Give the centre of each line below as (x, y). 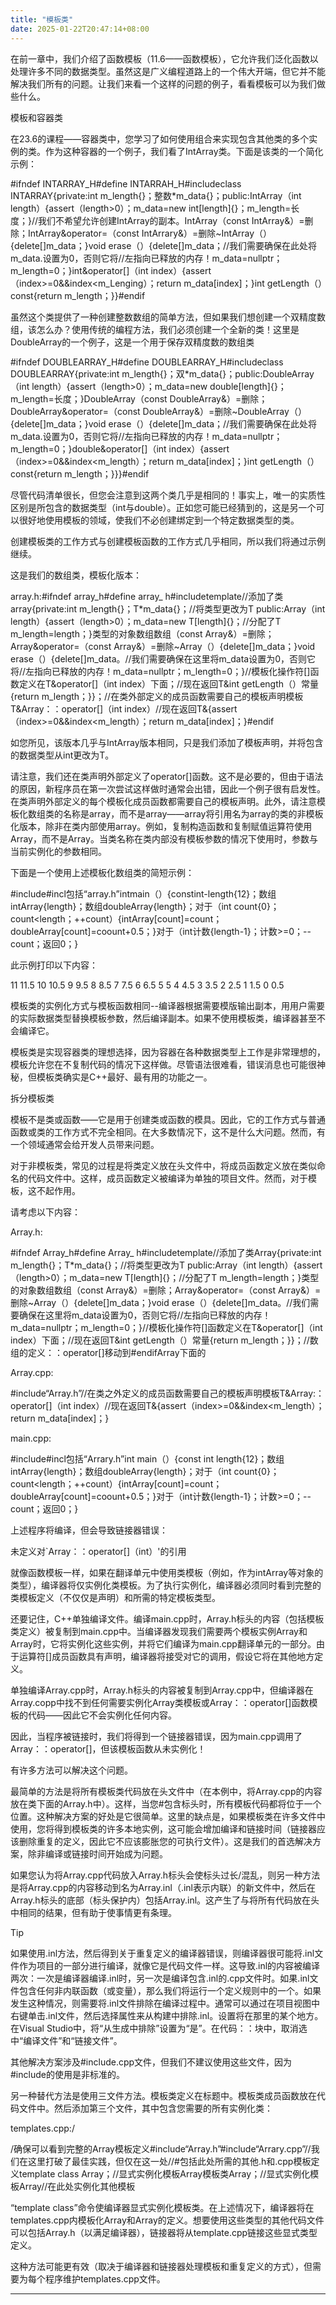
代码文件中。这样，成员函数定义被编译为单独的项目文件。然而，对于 (167, 1178)
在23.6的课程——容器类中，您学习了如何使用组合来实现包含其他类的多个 (160, 138)
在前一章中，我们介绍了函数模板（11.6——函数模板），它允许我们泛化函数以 (164, 58)
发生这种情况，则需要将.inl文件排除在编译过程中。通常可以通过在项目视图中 (165, 2003)
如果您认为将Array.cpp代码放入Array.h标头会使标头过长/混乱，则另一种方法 (165, 1875)
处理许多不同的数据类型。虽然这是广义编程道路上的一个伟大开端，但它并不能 (168, 71)
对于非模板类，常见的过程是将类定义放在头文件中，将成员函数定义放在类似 (163, 1165)
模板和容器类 (36, 117)
